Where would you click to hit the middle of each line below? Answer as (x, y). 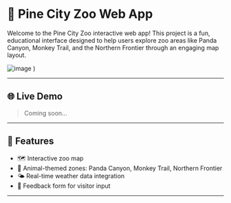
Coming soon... (45, 113)
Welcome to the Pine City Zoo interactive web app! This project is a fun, (109, 33)
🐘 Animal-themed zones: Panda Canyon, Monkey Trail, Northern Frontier (120, 168)
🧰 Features (31, 141)
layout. (16, 55)
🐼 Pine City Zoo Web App (80, 14)
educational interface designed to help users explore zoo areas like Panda (112, 40)
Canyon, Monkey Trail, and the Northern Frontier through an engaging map (113, 47)
